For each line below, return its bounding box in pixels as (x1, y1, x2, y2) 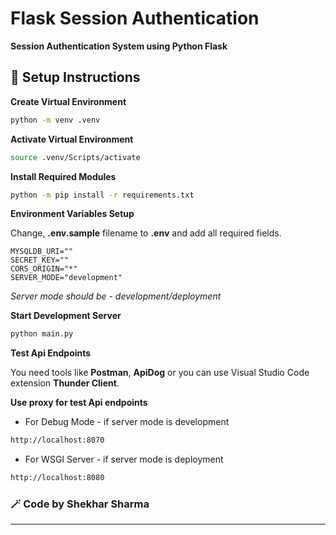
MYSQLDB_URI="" (10, 247, 74, 257)
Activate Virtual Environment (10, 133, 134, 145)
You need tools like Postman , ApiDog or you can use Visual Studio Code (10, 367, 310, 379)
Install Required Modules (10, 170, 117, 182)
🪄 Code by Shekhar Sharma (10, 497, 150, 511)
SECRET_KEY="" (10, 255, 70, 266)
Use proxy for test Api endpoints (10, 397, 148, 409)
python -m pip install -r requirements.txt (10, 190, 195, 200)
